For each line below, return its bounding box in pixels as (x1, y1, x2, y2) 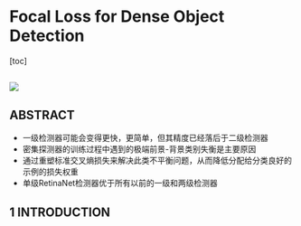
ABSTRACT (9, 107, 75, 123)
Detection (9, 25, 85, 46)
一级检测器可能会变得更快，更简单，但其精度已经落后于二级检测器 (22, 133, 268, 144)
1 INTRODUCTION (9, 204, 111, 220)
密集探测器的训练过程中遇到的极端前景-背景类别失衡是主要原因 (22, 144, 257, 155)
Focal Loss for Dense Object (9, 6, 225, 27)
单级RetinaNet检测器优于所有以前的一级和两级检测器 (22, 178, 219, 189)
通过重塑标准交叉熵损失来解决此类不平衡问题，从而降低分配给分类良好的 (22, 155, 292, 166)
